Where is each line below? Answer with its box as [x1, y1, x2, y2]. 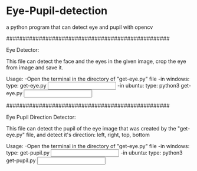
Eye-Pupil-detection [6, 4, 108, 18]
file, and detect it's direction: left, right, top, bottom [26, 131, 150, 138]
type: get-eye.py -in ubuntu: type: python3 [6, 82, 180, 89]
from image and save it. [6, 63, 64, 71]
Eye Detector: [6, 46, 40, 53]
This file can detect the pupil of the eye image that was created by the [6, 125, 176, 132]
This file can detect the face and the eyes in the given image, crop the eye [6, 58, 186, 65]
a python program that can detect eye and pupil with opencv [6, 24, 153, 31]
